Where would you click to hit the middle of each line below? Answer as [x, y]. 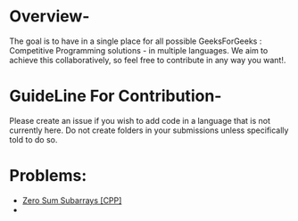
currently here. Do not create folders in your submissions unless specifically [149, 130]
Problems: [48, 176]
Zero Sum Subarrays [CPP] [72, 200]
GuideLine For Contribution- [116, 96]
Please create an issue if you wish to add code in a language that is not [140, 120]
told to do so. [33, 139]
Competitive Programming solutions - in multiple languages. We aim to [139, 50]
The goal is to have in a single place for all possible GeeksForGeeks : [136, 41]
